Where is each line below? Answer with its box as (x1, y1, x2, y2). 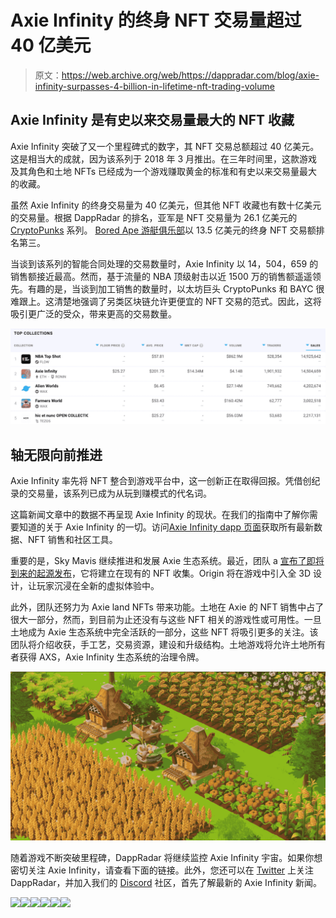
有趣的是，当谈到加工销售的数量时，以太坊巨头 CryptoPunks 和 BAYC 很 (27, 282, 325, 295)
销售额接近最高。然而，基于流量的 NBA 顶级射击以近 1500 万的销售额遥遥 (10, 270, 313, 282)
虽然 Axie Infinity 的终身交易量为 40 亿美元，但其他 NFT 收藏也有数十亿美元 (10, 199, 322, 211)
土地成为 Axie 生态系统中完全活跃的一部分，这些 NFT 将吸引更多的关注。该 (10, 626, 319, 638)
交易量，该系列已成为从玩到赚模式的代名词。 (27, 487, 212, 500)
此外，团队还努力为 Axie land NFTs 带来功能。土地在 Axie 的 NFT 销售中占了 (10, 601, 325, 613)
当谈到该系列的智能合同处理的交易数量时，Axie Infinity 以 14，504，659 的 (10, 257, 319, 270)
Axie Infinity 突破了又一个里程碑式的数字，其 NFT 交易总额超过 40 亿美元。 (10, 140, 320, 152)
